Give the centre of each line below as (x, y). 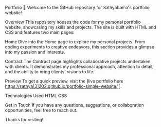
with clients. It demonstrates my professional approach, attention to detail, (80, 66)
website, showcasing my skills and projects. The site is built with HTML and (81, 27)
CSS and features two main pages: (40, 32)
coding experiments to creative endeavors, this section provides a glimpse (80, 47)
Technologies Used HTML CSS (36, 95)
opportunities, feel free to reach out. (41, 110)
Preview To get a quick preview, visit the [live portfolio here (64, 81)
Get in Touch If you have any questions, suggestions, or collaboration (75, 105)
